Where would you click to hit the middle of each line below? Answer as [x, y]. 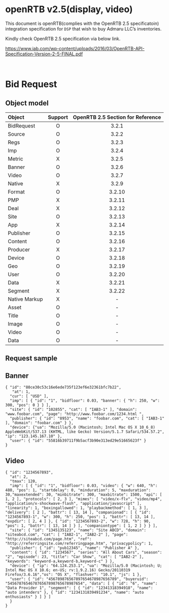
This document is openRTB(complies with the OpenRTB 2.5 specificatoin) [82, 23]
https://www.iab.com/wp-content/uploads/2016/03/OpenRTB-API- [75, 48]
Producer [19, 249]
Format [16, 191]
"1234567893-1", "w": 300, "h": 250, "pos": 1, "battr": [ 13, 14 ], [80, 517]
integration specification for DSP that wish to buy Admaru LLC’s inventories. [83, 28]
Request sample [31, 358]
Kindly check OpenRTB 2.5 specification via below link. [63, 39]
